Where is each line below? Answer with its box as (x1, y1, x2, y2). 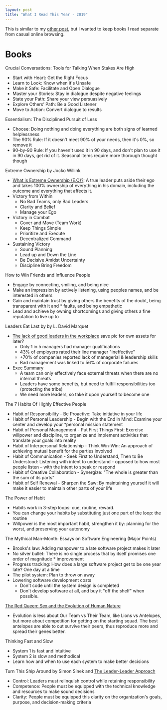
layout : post (5, 7, 32, 13)
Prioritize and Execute (19, 231, 65, 237)
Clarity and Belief (19, 204, 56, 210)
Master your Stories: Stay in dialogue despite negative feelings (12, 91, 141, 97)
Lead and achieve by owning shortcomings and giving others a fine (12, 308, 151, 314)
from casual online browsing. (5, 31, 65, 37)
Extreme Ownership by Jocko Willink (5, 168, 81, 174)
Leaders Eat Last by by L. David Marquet (5, 323, 89, 329)
